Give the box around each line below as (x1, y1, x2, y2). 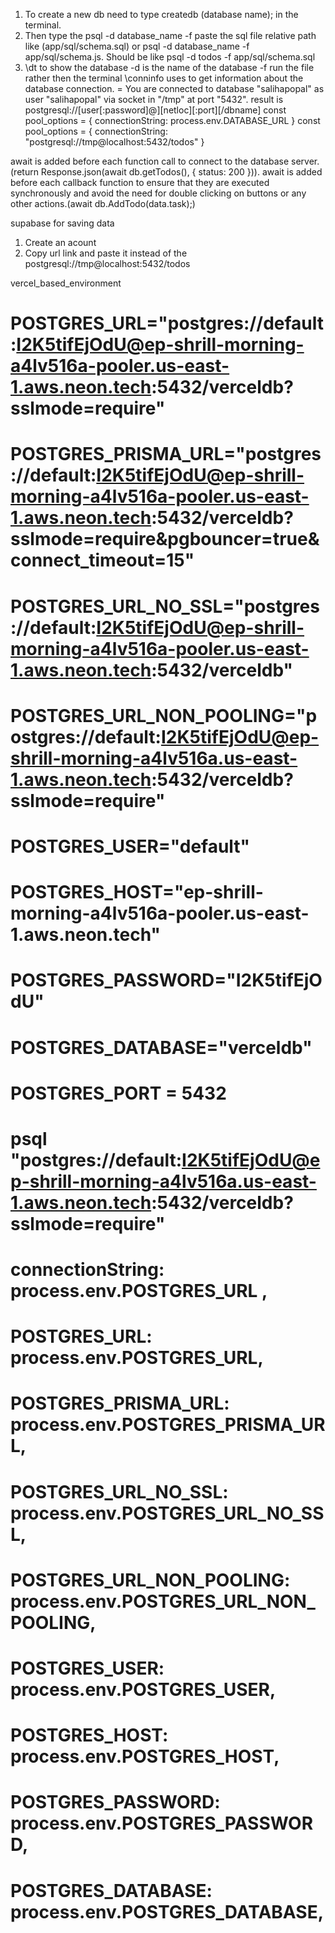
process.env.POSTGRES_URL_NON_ (10, 1590, 316, 1613)
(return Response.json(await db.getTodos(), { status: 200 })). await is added (10, 166, 323, 178)
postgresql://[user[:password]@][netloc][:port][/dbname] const (24, 104, 287, 116)
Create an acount (24, 237, 97, 248)
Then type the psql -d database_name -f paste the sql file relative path (24, 30, 317, 41)
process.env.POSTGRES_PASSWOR (10, 1812, 314, 1835)
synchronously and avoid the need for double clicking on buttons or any (10, 187, 307, 199)
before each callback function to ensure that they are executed (10, 177, 270, 188)
